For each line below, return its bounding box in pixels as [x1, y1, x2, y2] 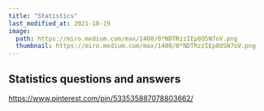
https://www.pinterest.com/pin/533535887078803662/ [8, 93, 193, 103]
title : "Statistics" [8, 11, 79, 20]
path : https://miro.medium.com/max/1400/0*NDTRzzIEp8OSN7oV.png [15, 34, 238, 43]
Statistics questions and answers [8, 72, 181, 86]
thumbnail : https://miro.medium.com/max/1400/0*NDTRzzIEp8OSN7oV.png [15, 42, 256, 50]
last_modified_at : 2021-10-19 [8, 19, 111, 28]
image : [8, 27, 31, 35]
